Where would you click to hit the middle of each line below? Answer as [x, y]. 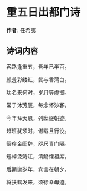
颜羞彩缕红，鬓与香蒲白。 [38, 80]
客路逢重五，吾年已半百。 [38, 66]
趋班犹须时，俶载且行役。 [38, 131]
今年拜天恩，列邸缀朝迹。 [38, 117]
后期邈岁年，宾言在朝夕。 [38, 169]
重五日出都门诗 [43, 12]
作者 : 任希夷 [21, 30]
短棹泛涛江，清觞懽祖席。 [38, 156]
